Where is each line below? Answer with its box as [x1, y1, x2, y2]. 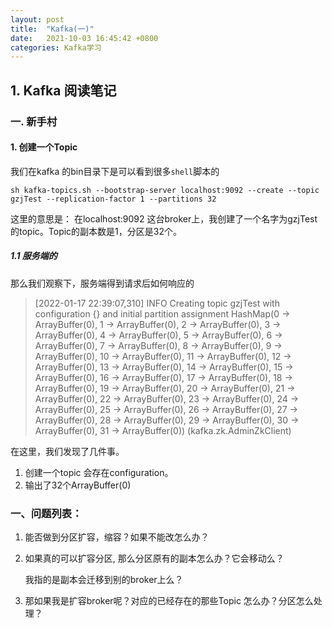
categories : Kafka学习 [10, 42, 102, 53]
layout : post [10, 14, 65, 25]
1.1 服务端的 [10, 250, 58, 262]
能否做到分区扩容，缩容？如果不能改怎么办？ [24, 531, 210, 543]
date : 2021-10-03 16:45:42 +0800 [10, 33, 159, 43]
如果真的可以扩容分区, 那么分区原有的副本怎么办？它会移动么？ [24, 552, 285, 565]
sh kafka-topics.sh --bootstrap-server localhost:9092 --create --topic [10, 185, 320, 195]
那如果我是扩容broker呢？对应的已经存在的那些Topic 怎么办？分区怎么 [24, 595, 314, 607]
